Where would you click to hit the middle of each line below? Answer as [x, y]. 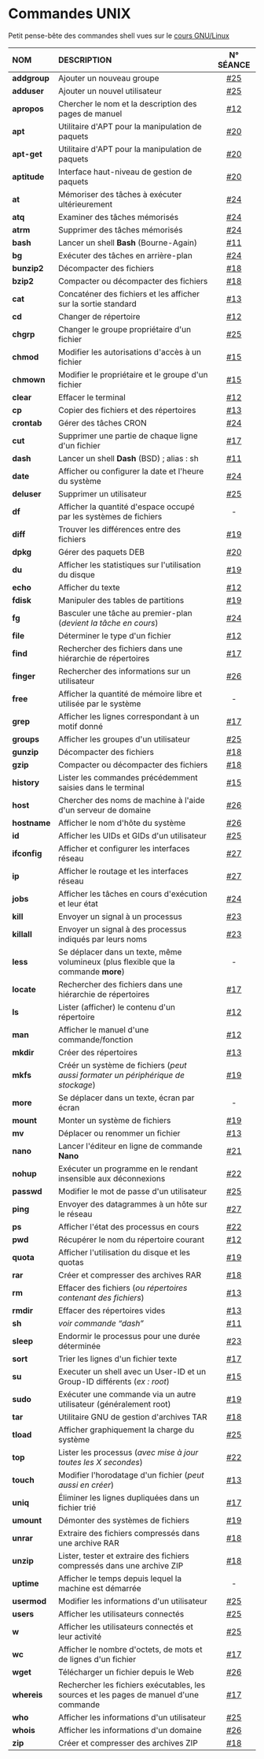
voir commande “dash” [101, 1323]
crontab [27, 422]
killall [22, 934]
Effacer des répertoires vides [112, 1311]
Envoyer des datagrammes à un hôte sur [133, 1204]
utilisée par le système [99, 704]
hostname [31, 823]
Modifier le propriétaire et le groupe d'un [133, 374]
